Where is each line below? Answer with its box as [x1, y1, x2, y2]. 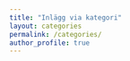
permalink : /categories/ [9, 30, 102, 39]
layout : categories [9, 22, 82, 30]
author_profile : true [9, 38, 91, 48]
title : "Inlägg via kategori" [9, 13, 123, 22]
